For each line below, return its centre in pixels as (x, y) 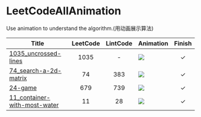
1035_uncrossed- (35, 53)
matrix (18, 78)
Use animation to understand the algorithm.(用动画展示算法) (80, 28)
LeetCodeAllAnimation (64, 11)
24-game (23, 88)
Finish (183, 43)
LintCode (119, 43)
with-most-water (34, 104)
